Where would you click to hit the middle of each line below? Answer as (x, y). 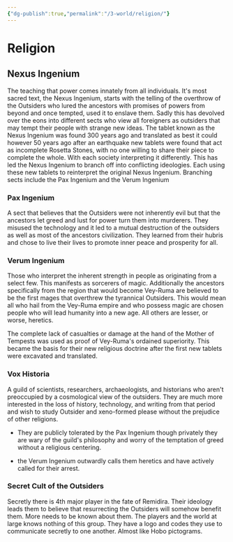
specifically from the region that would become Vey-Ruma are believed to (113, 291)
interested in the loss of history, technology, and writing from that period (111, 404)
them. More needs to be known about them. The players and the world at (112, 516)
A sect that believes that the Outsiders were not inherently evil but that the (114, 213)
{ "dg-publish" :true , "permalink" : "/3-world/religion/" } (89, 14)
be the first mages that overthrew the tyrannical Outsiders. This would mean (117, 298)
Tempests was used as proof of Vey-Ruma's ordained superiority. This (108, 341)
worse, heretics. (30, 320)
